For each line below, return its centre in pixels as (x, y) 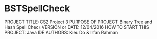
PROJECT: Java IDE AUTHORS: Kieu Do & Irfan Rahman (61, 32)
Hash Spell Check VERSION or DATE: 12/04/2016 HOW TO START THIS (77, 27)
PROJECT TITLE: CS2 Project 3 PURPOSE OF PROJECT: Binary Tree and (78, 22)
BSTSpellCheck (37, 9)
